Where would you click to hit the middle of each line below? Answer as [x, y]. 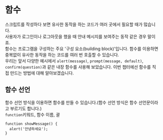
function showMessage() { [31, 124]
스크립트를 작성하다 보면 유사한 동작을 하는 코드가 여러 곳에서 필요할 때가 [74, 24]
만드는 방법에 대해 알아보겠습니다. [42, 73]
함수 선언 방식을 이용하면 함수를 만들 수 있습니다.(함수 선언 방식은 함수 [71, 102]
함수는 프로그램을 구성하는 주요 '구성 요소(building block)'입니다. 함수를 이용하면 [82, 49]
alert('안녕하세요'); [29, 129]
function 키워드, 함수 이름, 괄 [33, 114]
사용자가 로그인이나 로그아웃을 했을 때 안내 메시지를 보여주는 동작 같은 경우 [76, 36]
